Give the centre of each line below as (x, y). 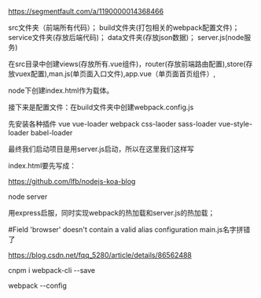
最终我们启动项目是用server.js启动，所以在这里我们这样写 (101, 149)
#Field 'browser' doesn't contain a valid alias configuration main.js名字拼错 (129, 230)
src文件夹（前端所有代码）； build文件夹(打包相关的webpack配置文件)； (124, 28)
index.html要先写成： (42, 166)
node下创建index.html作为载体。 (61, 90)
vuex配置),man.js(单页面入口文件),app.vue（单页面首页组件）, (115, 74)
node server (28, 197)
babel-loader (51, 132)
